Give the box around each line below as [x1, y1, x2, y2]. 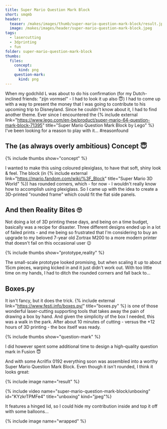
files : [9, 58, 23, 63]
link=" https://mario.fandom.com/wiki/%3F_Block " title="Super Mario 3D [5, 175, 153, 181]
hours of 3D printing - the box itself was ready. [5, 324, 101, 330]
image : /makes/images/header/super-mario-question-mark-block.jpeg [9, 26, 153, 31]
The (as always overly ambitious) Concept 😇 [5, 142, 148, 150]
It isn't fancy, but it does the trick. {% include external [5, 297, 115, 304]
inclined [5, 96, 21, 102]
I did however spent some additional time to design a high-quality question [5, 343, 158, 349]
